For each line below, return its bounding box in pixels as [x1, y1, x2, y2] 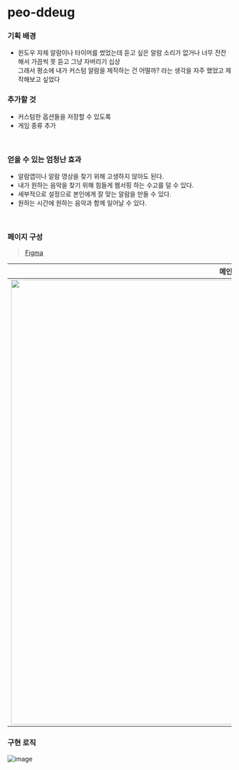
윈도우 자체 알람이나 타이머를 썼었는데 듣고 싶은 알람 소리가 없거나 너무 [17, 48, 213, 57]
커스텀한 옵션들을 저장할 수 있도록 [17, 112, 112, 121]
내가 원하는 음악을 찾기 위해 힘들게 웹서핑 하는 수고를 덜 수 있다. [17, 181, 194, 189]
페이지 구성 [7, 232, 43, 242]
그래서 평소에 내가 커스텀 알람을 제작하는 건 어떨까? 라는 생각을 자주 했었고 [17, 66, 224, 75]
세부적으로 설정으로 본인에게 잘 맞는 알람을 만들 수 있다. [17, 190, 172, 199]
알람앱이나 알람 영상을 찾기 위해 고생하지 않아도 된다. [17, 172, 164, 181]
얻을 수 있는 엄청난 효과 [7, 154, 82, 164]
